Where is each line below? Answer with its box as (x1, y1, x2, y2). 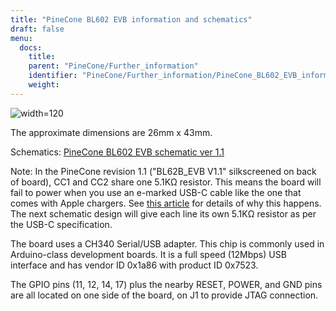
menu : (10, 33, 33, 43)
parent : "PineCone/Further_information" (28, 61, 199, 71)
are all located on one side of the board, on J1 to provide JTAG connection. (10, 289, 319, 301)
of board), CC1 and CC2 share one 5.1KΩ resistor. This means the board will (10, 176, 322, 188)
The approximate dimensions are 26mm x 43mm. (10, 126, 213, 138)
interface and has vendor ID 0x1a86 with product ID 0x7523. (10, 259, 259, 271)
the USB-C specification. (10, 218, 113, 230)
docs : (19, 42, 43, 53)
